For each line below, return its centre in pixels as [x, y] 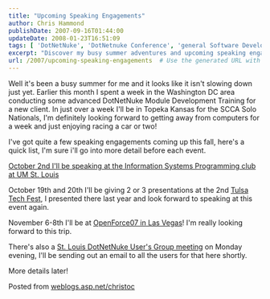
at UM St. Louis [34, 174]
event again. [29, 207]
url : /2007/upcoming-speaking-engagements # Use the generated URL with [135, 61]
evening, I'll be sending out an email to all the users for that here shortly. [128, 255]
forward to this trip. [40, 231]
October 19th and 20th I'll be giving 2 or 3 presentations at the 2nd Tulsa [129, 190]
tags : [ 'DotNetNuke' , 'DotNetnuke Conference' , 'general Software [124, 46]
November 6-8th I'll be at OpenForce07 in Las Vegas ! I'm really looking [126, 223]
